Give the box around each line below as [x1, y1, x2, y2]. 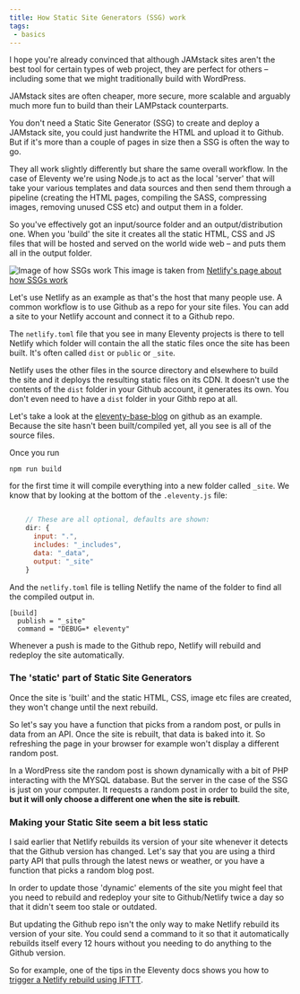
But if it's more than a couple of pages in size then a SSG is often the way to [9, 136, 290, 148]
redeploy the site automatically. [9, 650, 125, 660]
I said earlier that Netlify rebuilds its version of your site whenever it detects [9, 836, 288, 848]
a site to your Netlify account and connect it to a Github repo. [9, 311, 236, 322]
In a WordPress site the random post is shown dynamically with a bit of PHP [9, 764, 289, 776]
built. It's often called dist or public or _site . [9, 347, 176, 359]
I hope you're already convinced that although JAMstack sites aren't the [9, 55, 276, 65]
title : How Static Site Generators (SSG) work [9, 13, 186, 22]
